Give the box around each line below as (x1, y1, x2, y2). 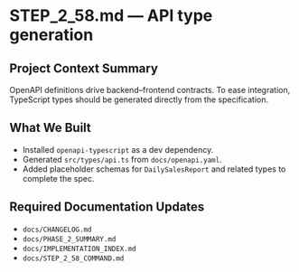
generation (9, 24, 94, 45)
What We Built (9, 120, 92, 136)
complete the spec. (22, 173, 95, 183)
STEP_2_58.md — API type (9, 5, 213, 26)
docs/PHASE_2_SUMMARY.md (22, 234, 117, 244)
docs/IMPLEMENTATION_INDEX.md (22, 244, 137, 253)
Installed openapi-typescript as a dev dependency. (22, 144, 214, 155)
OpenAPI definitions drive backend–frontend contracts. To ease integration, (9, 85, 291, 95)
